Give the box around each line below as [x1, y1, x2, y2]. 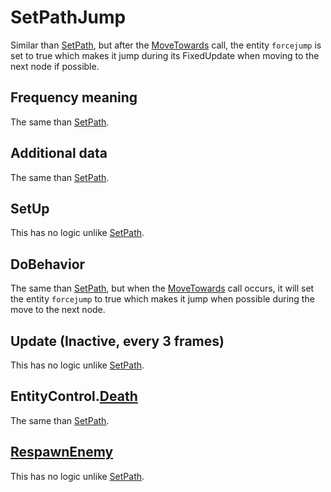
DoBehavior [10, 256, 86, 273]
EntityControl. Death [10, 388, 138, 405]
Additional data [10, 145, 108, 162]
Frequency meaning [10, 89, 138, 106]
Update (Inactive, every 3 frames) [10, 332, 225, 350]
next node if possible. [10, 60, 100, 72]
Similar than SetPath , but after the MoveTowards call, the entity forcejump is [10, 39, 322, 51]
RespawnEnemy [10, 444, 114, 461]
